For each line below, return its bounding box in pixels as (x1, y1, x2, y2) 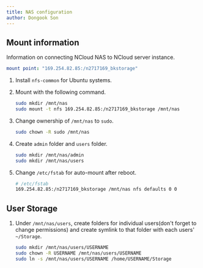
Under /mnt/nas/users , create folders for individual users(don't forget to (15, 220, 197, 227)
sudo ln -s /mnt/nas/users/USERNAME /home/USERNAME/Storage (15, 256, 172, 262)
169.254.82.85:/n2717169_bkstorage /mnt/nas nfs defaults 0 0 (15, 186, 177, 193)
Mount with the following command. (15, 88, 106, 96)
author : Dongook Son (6, 15, 59, 21)
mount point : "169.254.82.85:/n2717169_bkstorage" (6, 66, 138, 72)
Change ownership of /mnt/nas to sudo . (15, 117, 114, 124)
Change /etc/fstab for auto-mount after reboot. (15, 169, 136, 176)
